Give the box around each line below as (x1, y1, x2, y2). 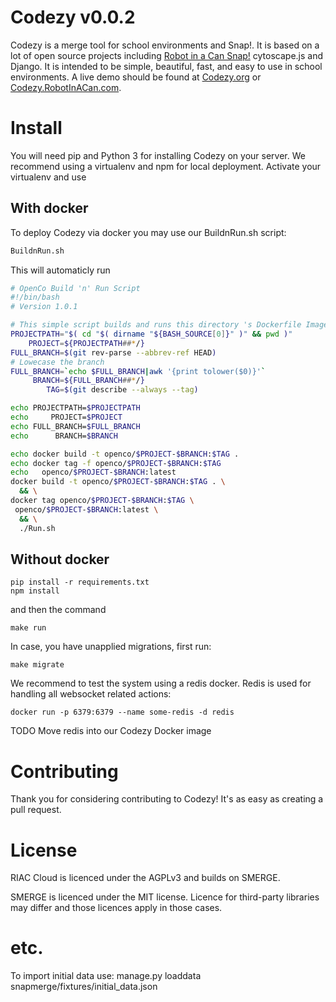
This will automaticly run (10, 264, 111, 276)
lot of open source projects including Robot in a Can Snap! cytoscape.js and (10, 49, 324, 61)
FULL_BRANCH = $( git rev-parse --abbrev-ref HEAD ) (10, 347, 217, 358)
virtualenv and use (10, 171, 87, 183)
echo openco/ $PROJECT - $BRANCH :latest (10, 467, 177, 478)
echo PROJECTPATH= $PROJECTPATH (10, 403, 141, 413)
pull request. (10, 804, 62, 816)
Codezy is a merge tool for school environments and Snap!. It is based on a (10, 39, 320, 51)
